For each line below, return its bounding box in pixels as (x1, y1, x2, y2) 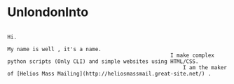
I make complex (170, 52, 215, 59)
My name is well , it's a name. (7, 45, 102, 52)
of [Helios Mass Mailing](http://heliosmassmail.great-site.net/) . (7, 70, 212, 77)
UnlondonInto (7, 4, 89, 20)
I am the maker (182, 64, 228, 71)
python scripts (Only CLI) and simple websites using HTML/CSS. (7, 57, 199, 65)
